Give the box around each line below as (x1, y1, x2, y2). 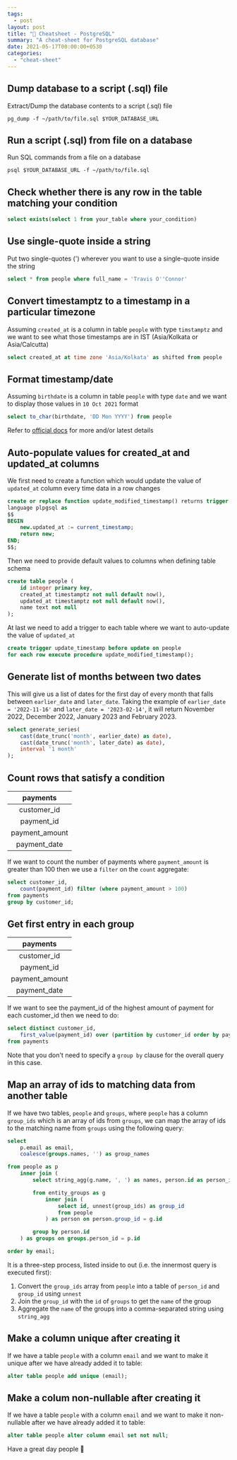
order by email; (7, 1248, 55, 1255)
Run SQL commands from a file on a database (7, 153, 141, 161)
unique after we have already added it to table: (7, 1359, 143, 1367)
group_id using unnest (17, 1289, 82, 1298)
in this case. (7, 1058, 42, 1066)
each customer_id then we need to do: (7, 1011, 119, 1020)
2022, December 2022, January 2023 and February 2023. (7, 712, 177, 721)
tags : (7, 10, 23, 18)
